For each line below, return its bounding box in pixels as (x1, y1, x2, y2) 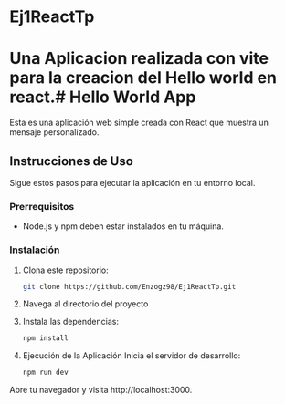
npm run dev (22, 368, 69, 378)
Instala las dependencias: (22, 316, 119, 327)
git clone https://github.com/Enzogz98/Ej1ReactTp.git (22, 282, 237, 291)
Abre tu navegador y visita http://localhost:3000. (9, 385, 193, 396)
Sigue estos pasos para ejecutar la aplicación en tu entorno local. (9, 177, 256, 188)
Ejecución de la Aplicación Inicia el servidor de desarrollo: (22, 350, 241, 361)
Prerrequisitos (9, 200, 75, 212)
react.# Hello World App (9, 87, 196, 108)
